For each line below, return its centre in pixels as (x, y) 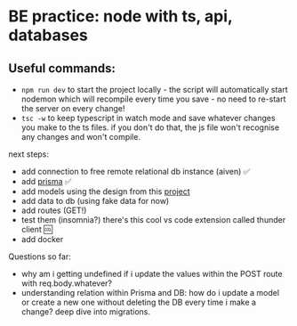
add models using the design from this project (105, 192)
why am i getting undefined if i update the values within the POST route (152, 274)
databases (48, 35)
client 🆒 (36, 229)
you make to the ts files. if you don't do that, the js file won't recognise (150, 127)
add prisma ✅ (46, 181)
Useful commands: (62, 68)
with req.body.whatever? (67, 283)
